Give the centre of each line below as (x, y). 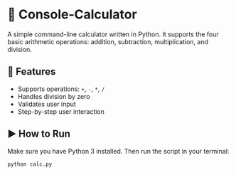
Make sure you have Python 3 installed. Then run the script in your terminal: (118, 151)
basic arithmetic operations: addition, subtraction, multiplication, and (108, 41)
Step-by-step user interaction (61, 111)
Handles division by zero (54, 96)
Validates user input (47, 104)
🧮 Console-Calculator (72, 15)
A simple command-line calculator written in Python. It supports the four (113, 34)
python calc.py (30, 164)
